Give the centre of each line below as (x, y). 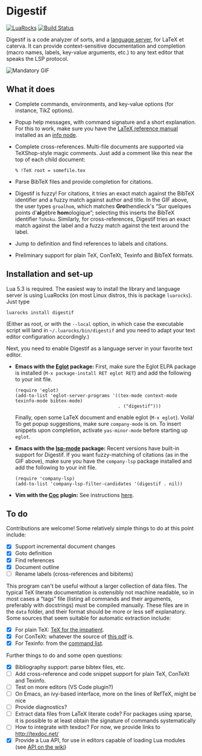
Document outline (37, 567)
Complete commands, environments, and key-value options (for (94, 104)
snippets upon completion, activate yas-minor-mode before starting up (101, 430)
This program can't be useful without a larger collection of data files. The (97, 586)
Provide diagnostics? (41, 707)
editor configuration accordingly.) (48, 337)
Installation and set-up (50, 274)
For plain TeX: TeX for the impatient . (59, 629)
